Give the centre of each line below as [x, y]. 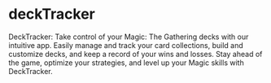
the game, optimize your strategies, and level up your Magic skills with [126, 63]
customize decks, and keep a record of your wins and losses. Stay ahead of [135, 54]
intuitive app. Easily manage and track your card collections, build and [126, 45]
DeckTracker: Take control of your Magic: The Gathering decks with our [129, 37]
